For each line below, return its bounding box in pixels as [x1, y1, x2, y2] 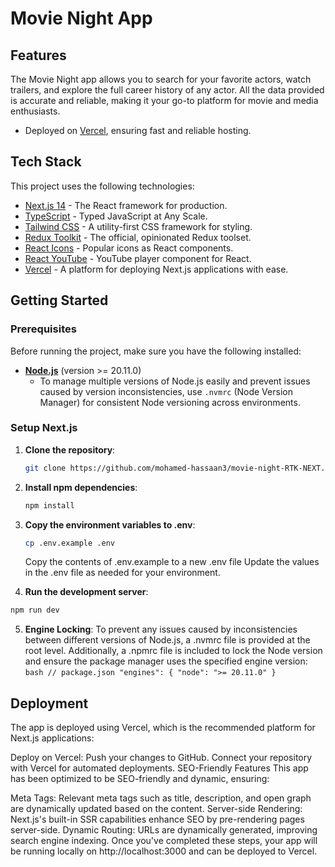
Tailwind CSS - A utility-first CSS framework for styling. [24, 220, 253, 232]
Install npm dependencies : [24, 481, 138, 493]
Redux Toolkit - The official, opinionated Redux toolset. [24, 231, 252, 243]
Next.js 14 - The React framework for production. [24, 199, 228, 211]
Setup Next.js [10, 421, 78, 435]
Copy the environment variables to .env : [24, 518, 196, 531]
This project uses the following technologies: [10, 180, 195, 192]
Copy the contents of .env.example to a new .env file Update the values [24, 556, 320, 568]
